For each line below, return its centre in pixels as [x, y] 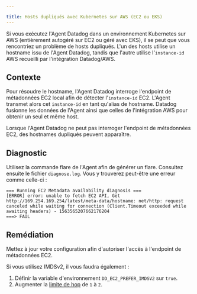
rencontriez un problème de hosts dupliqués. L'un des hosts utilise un [91, 46]
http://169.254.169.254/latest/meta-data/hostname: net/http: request [95, 201]
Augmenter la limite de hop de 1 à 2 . [58, 285]
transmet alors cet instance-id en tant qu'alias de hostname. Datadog [91, 104]
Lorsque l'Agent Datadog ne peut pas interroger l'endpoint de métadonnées [98, 128]
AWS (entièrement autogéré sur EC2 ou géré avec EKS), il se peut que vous [98, 40]
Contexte [24, 77]
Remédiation [30, 235]
